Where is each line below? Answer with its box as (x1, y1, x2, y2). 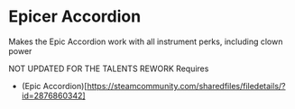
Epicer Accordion (8, 6, 142, 27)
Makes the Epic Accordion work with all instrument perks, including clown (8, 36, 283, 47)
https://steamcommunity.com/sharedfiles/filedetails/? (87, 80, 286, 91)
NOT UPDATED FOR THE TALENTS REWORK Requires (8, 63, 209, 74)
